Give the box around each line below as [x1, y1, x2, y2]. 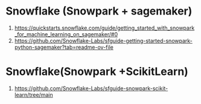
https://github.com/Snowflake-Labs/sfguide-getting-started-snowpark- [14, 37, 193, 44]
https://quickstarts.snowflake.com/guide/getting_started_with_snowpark [14, 24, 195, 31]
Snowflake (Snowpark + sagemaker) [5, 4, 193, 18]
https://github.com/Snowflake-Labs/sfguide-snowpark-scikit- [14, 85, 168, 92]
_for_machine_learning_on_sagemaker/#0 [14, 30, 118, 37]
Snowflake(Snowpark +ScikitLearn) [5, 65, 188, 79]
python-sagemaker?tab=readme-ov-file [14, 44, 114, 51]
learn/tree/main [14, 91, 53, 98]
